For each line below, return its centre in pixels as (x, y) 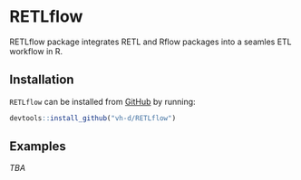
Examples (38, 147)
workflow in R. (36, 51)
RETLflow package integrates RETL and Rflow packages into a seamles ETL (150, 42)
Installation (42, 80)
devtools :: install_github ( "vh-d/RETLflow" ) (93, 118)
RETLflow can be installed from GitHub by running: (103, 101)
